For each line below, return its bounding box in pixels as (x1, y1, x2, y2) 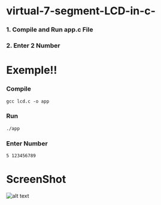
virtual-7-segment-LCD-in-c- (6, 4, 156, 18)
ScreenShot (6, 173, 66, 186)
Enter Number (6, 139, 48, 147)
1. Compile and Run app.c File (6, 26, 93, 34)
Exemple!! (6, 64, 57, 77)
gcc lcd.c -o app (6, 98, 50, 104)
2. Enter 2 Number (6, 42, 60, 50)
